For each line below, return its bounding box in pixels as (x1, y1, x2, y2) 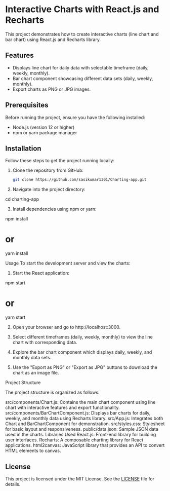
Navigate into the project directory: (12, 186, 86, 193)
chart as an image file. (12, 370, 59, 376)
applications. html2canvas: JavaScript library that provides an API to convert (5, 442, 165, 448)
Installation (5, 144, 41, 153)
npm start (5, 280, 26, 286)
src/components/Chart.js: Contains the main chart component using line (5, 399, 156, 405)
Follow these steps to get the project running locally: (5, 158, 115, 164)
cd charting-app (5, 196, 39, 202)
